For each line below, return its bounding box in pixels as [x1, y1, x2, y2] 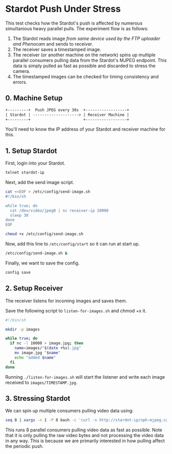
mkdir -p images [5, 326, 40, 332]
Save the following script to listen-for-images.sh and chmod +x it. [5, 307, 147, 314]
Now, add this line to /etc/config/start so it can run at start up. [5, 241, 140, 247]
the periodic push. [5, 443, 44, 449]
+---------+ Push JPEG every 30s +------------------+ [5, 107, 130, 113]
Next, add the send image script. [5, 179, 74, 185]
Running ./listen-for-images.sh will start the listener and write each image [5, 374, 165, 380]
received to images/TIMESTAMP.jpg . [5, 379, 78, 385]
